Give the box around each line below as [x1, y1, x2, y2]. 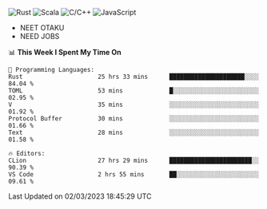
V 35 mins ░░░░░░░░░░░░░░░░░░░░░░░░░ [8, 101, 260, 108]
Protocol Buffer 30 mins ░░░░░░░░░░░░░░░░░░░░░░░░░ [8, 115, 260, 123]
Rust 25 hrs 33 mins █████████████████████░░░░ [8, 73, 260, 81]
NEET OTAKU [19, 23, 65, 32]
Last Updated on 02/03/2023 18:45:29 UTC [8, 191, 152, 201]
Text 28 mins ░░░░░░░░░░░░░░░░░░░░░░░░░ [8, 128, 260, 136]
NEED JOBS [19, 32, 60, 41]
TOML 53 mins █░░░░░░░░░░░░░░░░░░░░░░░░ [8, 87, 260, 95]
